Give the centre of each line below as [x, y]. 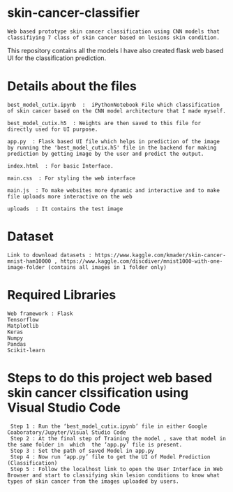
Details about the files [72, 86]
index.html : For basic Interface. [60, 166]
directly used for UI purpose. [53, 129]
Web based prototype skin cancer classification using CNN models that [113, 31]
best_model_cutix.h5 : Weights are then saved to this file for [104, 123]
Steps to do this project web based [110, 378]
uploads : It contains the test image [65, 209]
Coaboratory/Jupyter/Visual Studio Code [67, 432]
